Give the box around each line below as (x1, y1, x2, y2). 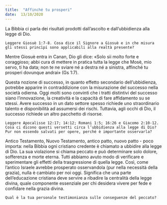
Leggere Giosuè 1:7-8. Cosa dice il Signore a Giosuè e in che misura (5, 40, 155, 45)
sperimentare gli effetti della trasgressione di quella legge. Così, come (5, 159, 149, 165)
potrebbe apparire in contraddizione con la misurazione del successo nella (5, 84, 158, 90)
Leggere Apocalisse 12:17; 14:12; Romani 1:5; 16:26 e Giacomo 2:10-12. (5, 120, 159, 125)
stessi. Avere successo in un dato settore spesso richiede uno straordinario (5, 100, 160, 106)
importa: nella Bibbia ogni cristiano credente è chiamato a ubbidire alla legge (5, 143, 163, 149)
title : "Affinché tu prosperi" (5, 7, 72, 12)
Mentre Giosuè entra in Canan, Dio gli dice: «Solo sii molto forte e (5, 53, 139, 60)
